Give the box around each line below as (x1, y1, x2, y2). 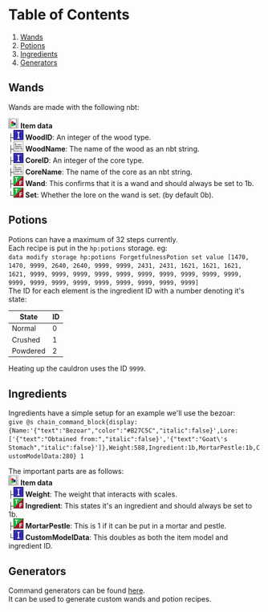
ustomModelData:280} (8, 452, 78, 460)
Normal (11, 323, 36, 334)
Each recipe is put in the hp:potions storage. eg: (8, 243, 168, 253)
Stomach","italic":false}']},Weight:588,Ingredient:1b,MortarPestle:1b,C (8, 444, 261, 452)
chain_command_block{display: (37, 419, 138, 427)
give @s (8, 419, 35, 427)
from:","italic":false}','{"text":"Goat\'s (79, 436, 228, 444)
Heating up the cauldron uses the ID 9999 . (8, 363, 146, 374)
